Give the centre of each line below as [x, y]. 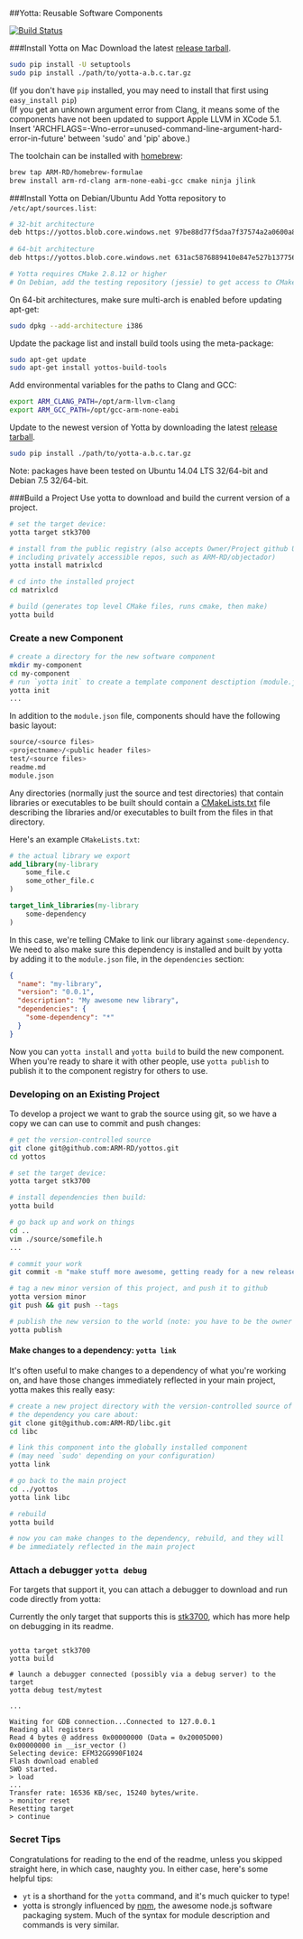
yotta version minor [48, 1297]
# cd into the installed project [72, 582]
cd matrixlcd [34, 591]
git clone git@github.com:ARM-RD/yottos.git [94, 1148]
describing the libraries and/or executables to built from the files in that [141, 812]
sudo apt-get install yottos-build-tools [88, 368]
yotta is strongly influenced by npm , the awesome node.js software [147, 1906]
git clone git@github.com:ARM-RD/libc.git [90, 1423]
